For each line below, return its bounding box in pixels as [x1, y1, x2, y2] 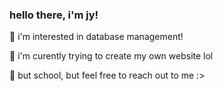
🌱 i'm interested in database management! [9, 31, 184, 43]
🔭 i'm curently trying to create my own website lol [9, 50, 214, 62]
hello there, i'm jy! [9, 8, 99, 22]
